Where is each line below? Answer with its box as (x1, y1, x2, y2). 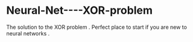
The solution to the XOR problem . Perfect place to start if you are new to (6, 23, 187, 31)
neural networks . (6, 29, 50, 37)
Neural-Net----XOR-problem (6, 4, 153, 17)
